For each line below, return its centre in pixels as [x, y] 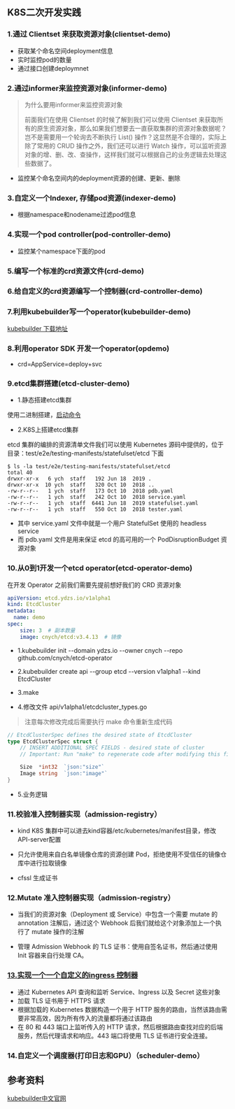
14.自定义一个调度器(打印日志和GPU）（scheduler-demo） [106, 1055]
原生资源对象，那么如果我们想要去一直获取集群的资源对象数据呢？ [132, 128]
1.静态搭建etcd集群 [44, 400]
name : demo [29, 618]
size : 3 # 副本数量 [48, 630]
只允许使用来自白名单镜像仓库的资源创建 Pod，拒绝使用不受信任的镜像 [119, 854]
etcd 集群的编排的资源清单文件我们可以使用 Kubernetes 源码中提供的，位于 [115, 445]
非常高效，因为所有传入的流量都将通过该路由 [88, 1018]
